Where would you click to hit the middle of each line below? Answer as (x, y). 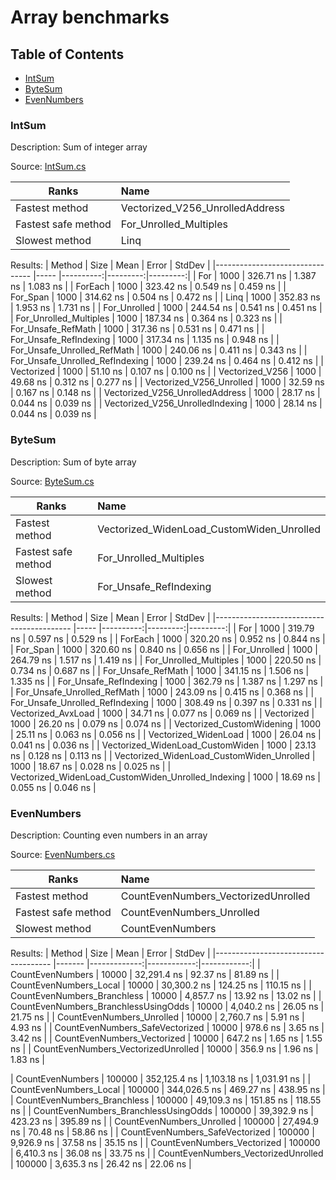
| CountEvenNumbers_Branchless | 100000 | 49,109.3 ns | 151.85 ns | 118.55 (166, 1100)
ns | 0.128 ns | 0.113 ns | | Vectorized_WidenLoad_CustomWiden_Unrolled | (163, 755)
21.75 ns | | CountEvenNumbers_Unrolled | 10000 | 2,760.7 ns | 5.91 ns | (157, 1017)
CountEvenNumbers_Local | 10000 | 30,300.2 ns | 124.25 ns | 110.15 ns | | (161, 985)
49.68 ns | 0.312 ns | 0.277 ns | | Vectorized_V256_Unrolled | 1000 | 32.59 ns (167, 382)
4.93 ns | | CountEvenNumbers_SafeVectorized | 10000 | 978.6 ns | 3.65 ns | (167, 1027)
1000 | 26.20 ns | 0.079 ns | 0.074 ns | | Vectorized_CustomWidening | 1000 (166, 723)
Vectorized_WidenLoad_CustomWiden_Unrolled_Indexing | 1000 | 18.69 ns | (165, 777)
